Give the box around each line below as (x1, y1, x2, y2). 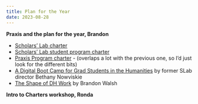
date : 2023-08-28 (6, 14, 49, 20)
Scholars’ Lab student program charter (14, 48, 110, 55)
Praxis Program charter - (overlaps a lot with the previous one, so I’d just (14, 54, 192, 61)
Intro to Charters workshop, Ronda (6, 91, 94, 98)
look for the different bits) (14, 60, 78, 68)
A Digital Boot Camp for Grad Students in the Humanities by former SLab (14, 67, 193, 74)
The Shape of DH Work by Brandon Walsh (14, 79, 117, 86)
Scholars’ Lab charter (14, 42, 68, 49)
